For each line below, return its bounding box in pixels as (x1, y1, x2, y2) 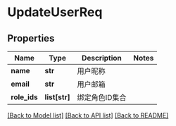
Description (82, 53, 122, 63)
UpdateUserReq (7, 4, 103, 20)
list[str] (44, 92, 70, 102)
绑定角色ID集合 (77, 93, 127, 102)
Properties (7, 32, 55, 44)
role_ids (11, 92, 39, 102)
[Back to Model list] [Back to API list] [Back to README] (7, 111, 169, 120)
